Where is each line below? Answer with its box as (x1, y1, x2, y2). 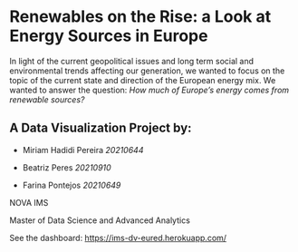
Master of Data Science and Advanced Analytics (9, 215, 190, 226)
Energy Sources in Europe (9, 25, 208, 46)
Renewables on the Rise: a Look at (9, 6, 272, 27)
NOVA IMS (9, 197, 49, 208)
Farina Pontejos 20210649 (22, 179, 121, 190)
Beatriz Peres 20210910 (22, 161, 111, 173)
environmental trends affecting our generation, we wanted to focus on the (9, 65, 285, 76)
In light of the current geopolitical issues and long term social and (9, 55, 255, 66)
